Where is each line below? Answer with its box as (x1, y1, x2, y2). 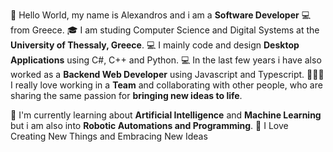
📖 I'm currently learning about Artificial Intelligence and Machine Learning (10, 109, 322, 121)
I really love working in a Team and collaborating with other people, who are (10, 79, 323, 91)
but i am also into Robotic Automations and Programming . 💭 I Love (10, 120, 289, 131)
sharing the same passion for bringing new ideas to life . (10, 90, 243, 101)
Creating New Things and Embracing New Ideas (10, 130, 208, 142)
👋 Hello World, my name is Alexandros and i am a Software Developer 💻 (10, 9, 312, 21)
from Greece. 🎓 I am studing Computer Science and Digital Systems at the (10, 24, 320, 36)
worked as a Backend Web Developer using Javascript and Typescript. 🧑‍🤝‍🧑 (10, 69, 325, 80)
